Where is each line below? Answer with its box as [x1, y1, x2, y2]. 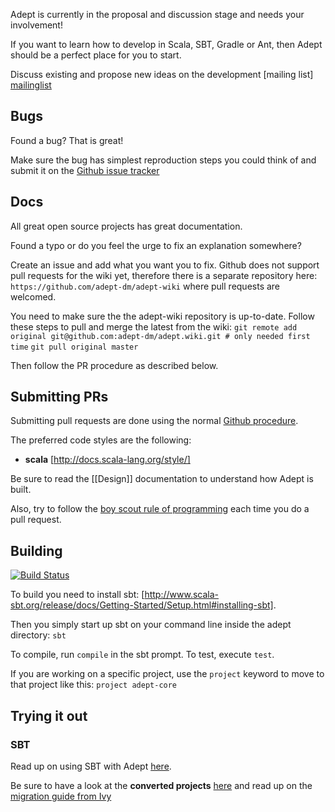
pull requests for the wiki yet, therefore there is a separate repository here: [10, 269, 318, 281]
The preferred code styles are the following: [10, 434, 192, 446]
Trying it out [10, 707, 88, 724]
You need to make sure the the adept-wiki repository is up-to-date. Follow [10, 310, 315, 322]
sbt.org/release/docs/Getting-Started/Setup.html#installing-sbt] [10, 599, 274, 611]
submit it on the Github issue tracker [10, 164, 160, 176]
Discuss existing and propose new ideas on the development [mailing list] [10, 69, 314, 80]
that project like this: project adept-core [10, 679, 178, 691]
